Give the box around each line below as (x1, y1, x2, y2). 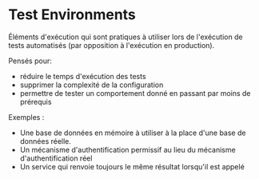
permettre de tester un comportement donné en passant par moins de (19, 88, 251, 97)
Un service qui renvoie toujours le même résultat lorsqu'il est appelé (19, 161, 245, 171)
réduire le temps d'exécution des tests (19, 71, 146, 81)
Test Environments (8, 6, 136, 24)
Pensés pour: (8, 56, 52, 66)
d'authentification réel (19, 153, 93, 163)
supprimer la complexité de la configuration (19, 80, 164, 89)
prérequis (19, 97, 52, 106)
